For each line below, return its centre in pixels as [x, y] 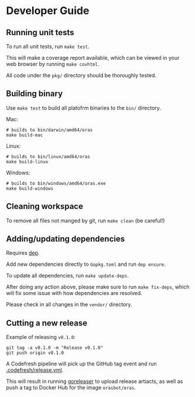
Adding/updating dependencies [66, 239]
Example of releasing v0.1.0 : [41, 337]
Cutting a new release [47, 323]
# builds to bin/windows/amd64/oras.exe [56, 183]
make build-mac [25, 135]
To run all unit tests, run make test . [48, 46]
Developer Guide [48, 11]
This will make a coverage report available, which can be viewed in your [93, 58]
